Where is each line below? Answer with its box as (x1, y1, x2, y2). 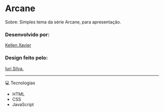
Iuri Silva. (5, 65, 24, 71)
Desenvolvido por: (5, 31, 50, 38)
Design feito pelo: (5, 55, 48, 61)
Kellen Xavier (5, 42, 32, 48)
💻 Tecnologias (5, 80, 36, 86)
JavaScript (12, 101, 34, 107)
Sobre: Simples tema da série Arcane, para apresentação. (5, 19, 121, 25)
